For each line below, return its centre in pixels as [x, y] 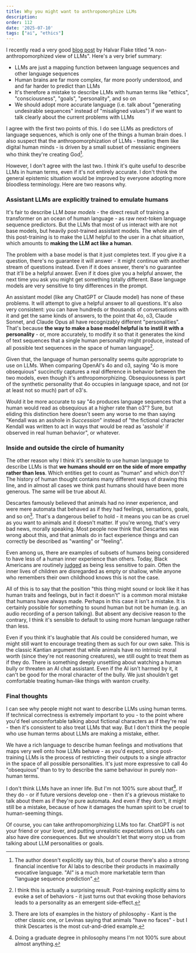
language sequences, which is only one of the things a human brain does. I [96, 135]
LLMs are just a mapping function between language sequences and [97, 67]
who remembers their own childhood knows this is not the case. [83, 577]
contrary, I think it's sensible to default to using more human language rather [98, 620]
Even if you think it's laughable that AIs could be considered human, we [92, 637]
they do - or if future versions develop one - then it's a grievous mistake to [96, 794]
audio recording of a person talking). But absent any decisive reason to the [96, 613]
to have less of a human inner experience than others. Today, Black [87, 559]
